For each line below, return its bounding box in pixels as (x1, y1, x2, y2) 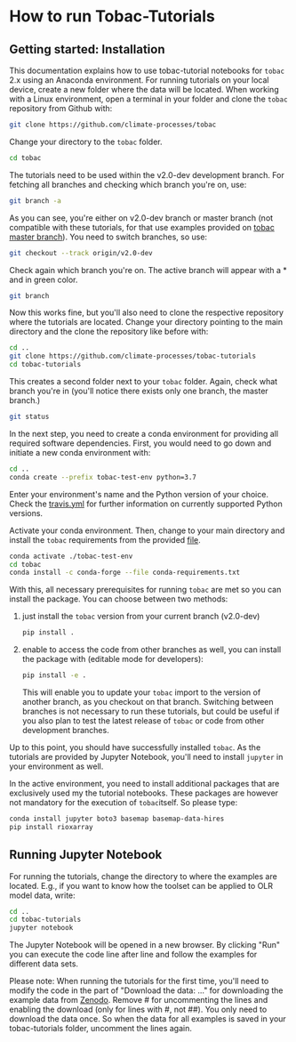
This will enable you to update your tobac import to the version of (21, 687, 261, 698)
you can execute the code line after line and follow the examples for (9, 949, 258, 960)
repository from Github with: (9, 103, 113, 113)
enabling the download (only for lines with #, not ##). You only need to (9, 1004, 268, 1015)
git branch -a (9, 196, 62, 206)
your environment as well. (9, 761, 104, 771)
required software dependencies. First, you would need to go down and (9, 438, 272, 448)
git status (9, 412, 50, 421)
